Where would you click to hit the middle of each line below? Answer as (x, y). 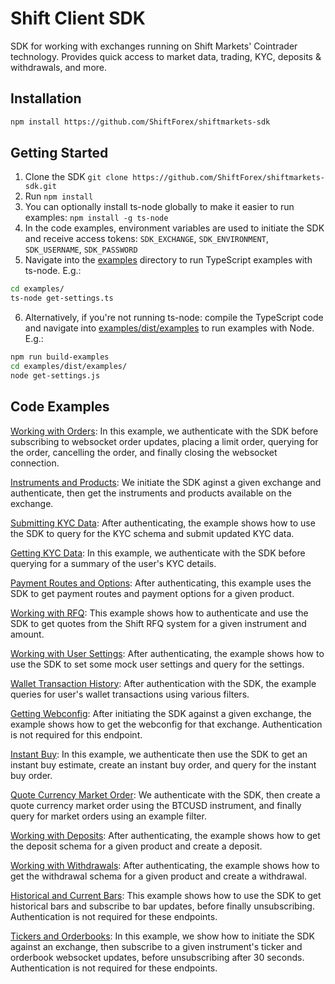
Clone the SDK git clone (76, 177)
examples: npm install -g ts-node (96, 218)
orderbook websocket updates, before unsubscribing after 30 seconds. (157, 957)
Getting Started (59, 153)
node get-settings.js (55, 375)
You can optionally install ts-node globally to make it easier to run (159, 207)
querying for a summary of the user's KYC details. (113, 563)
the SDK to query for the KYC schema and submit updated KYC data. (152, 533)
